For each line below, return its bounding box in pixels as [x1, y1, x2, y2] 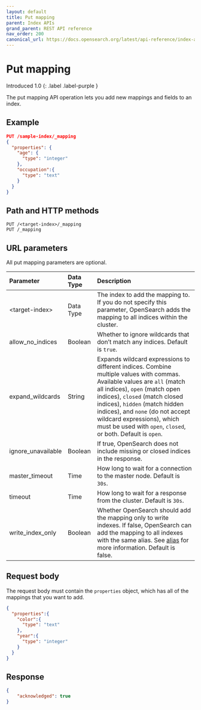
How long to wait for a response [96, 489, 187, 497]
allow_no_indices [9, 338, 57, 346]
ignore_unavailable [9, 447, 62, 455]
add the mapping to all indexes [96, 529, 184, 536]
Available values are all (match [96, 378, 185, 386]
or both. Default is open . [96, 430, 163, 438]
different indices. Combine [96, 363, 172, 371]
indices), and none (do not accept [96, 408, 190, 415]
